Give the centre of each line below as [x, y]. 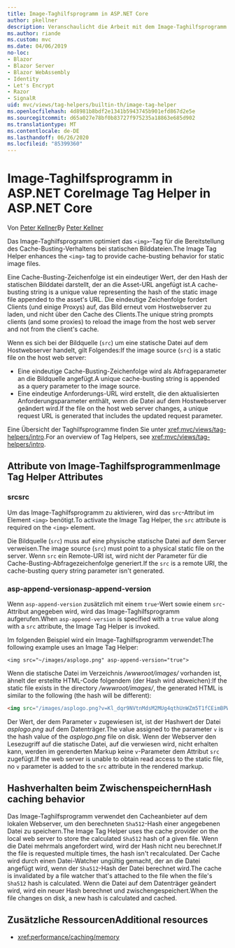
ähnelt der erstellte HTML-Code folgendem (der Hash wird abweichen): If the [117, 681]
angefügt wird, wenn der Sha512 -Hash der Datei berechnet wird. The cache [114, 868]
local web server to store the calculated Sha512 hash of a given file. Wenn [113, 838]
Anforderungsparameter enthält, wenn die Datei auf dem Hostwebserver [122, 401]
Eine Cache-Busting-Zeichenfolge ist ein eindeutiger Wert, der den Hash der [117, 277]
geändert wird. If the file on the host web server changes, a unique [113, 409]
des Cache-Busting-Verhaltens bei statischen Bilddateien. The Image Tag [112, 249]
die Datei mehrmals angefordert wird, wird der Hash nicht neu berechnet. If [115, 846]
